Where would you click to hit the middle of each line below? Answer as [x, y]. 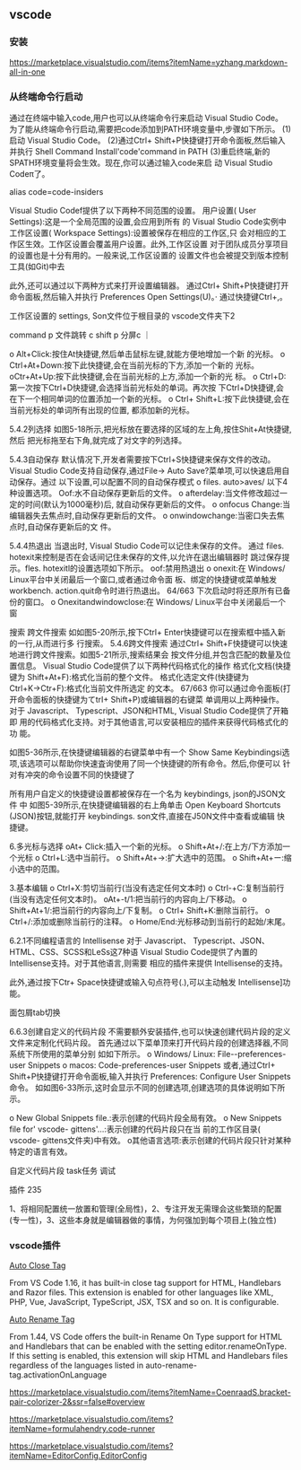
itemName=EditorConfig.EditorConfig [78, 1456]
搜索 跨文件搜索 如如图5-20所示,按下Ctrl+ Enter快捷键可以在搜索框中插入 [143, 632]
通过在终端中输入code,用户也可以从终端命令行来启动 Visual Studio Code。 [146, 118]
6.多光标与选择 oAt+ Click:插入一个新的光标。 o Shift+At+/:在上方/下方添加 [146, 846]
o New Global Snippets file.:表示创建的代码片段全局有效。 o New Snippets [146, 1117]
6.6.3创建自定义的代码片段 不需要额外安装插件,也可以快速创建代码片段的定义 [150, 1031]
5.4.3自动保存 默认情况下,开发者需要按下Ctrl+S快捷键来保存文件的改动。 [142, 459]
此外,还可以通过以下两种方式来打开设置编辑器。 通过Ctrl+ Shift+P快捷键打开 [149, 285]
